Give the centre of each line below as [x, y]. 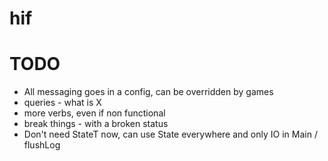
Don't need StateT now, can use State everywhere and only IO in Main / [170, 134]
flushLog [42, 145]
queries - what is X [62, 103]
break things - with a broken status [96, 124]
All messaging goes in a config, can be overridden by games [148, 92]
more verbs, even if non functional [94, 113]
